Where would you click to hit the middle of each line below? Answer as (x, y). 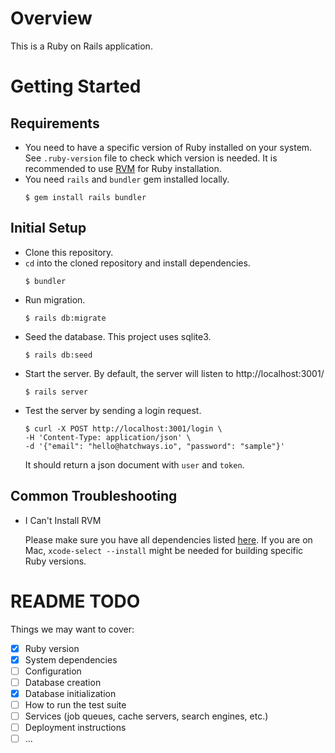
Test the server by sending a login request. (113, 410)
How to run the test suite (75, 704)
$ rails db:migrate (65, 318)
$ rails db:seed (58, 355)
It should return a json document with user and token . (134, 464)
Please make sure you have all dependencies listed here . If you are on (168, 539)
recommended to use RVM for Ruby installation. (123, 168)
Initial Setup (48, 228)
